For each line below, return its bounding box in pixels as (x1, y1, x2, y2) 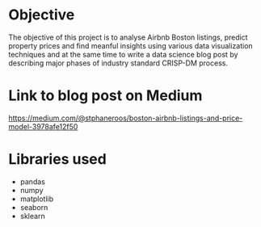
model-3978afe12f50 (8, 121, 78, 131)
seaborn (19, 202, 48, 212)
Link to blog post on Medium (8, 86, 203, 105)
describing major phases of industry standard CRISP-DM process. (8, 58, 229, 68)
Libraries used (8, 150, 107, 169)
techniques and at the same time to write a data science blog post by (8, 49, 238, 59)
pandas (19, 176, 46, 187)
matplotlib (19, 194, 54, 204)
